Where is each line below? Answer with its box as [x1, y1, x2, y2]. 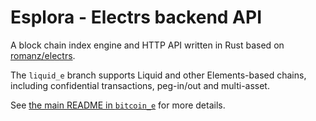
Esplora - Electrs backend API [10, 6, 263, 29]
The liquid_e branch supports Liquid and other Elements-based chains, [10, 69, 307, 81]
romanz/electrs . [10, 49, 76, 61]
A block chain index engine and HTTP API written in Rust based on [10, 39, 285, 51]
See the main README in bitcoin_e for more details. [10, 99, 226, 111]
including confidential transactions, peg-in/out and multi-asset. [10, 79, 270, 91]
